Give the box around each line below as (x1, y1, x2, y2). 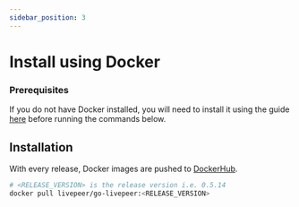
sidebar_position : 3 (9, 13, 87, 22)
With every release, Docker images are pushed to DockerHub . (9, 163, 238, 174)
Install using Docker (9, 51, 161, 72)
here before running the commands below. (9, 114, 167, 125)
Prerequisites (9, 83, 69, 96)
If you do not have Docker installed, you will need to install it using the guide (9, 104, 290, 115)
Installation (9, 140, 73, 155)
